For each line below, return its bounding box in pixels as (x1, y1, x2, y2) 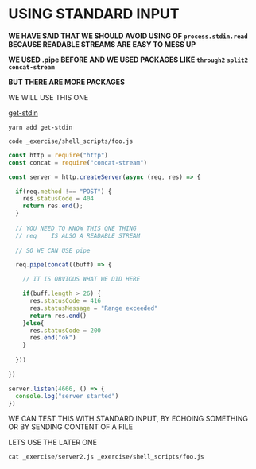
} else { (22, 319, 45, 327)
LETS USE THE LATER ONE (8, 438, 98, 448)
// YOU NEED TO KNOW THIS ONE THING (15, 224, 137, 232)
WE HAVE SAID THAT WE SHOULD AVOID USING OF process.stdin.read (8, 31, 248, 41)
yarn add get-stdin (8, 123, 73, 131)
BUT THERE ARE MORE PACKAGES (8, 77, 126, 87)
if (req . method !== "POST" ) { (15, 188, 112, 196)
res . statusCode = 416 (29, 297, 102, 305)
